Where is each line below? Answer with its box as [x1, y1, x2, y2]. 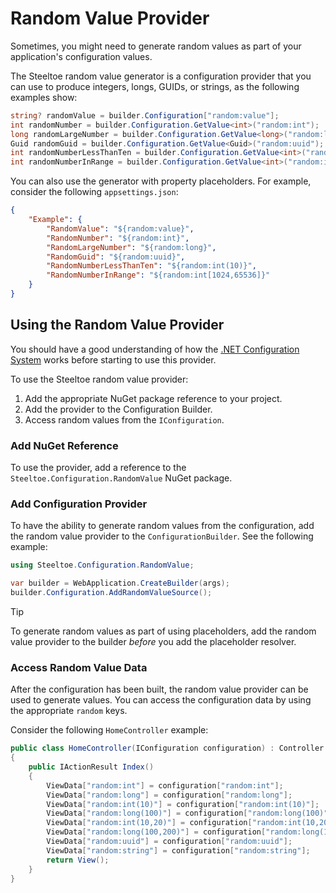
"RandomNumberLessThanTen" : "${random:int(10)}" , [46, 261, 257, 271]
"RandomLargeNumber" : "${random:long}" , [46, 242, 217, 252]
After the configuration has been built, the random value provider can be [10, 683, 309, 696]
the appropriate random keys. [10, 705, 128, 717]
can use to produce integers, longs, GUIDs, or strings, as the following [10, 80, 300, 92]
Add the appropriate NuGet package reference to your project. [24, 392, 283, 404]
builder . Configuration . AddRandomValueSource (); [10, 588, 213, 598]
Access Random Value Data [10, 660, 148, 674]
